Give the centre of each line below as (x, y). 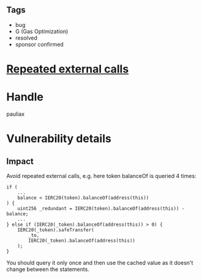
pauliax (16, 114)
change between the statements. (48, 269)
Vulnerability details (59, 139)
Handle (25, 97)
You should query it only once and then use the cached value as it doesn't (100, 262)
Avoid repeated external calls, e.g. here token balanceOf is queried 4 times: (102, 176)
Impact (20, 161)
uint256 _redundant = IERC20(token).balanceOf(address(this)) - (101, 208)
